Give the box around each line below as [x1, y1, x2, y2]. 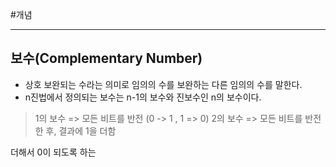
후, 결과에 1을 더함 [45, 124, 117, 137]
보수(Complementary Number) [10, 50, 203, 67]
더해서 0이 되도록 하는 [10, 146, 97, 158]
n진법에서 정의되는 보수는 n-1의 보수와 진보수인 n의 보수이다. [24, 91, 262, 103]
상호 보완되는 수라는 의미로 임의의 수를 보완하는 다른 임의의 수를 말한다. [24, 78, 303, 90]
